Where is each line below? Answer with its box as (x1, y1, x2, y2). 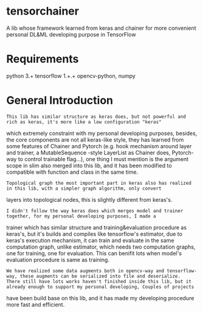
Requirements (6, 52, 79, 66)
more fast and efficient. (6, 301, 65, 308)
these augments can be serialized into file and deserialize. (19, 273, 181, 279)
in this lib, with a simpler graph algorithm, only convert (6, 185, 162, 191)
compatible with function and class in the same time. (6, 168, 139, 176)
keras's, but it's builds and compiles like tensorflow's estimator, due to (6, 230, 182, 238)
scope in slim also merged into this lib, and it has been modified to (6, 162, 172, 169)
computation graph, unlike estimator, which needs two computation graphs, (6, 243, 196, 250)
